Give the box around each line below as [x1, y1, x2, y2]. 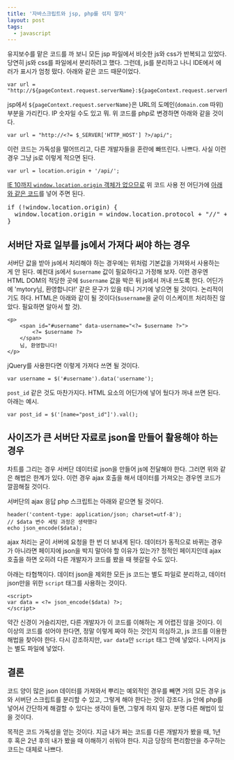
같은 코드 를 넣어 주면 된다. [14, 189, 86, 198]
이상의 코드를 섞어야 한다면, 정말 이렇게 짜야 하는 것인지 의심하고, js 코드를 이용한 [7, 627, 228, 635]
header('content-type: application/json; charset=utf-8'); [7, 511, 182, 518]
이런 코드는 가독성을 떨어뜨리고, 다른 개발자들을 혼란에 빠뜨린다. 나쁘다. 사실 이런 [7, 145, 226, 154]
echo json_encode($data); [7, 525, 82, 532]
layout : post [7, 17, 45, 24]
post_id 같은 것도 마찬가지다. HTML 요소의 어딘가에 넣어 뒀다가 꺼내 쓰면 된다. [7, 388, 221, 397]
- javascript [13, 29, 52, 37]
